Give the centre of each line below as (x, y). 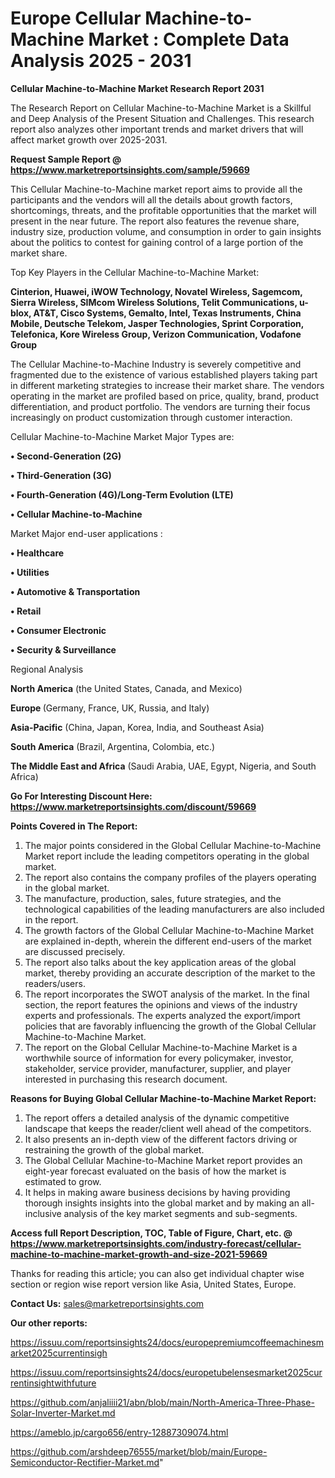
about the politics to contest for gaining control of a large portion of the (157, 242)
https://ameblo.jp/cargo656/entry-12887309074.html (119, 1432)
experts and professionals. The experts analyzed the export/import (162, 1015)
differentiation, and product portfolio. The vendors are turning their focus (160, 406)
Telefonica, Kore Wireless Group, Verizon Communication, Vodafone (156, 334)
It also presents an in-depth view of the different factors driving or (161, 1139)
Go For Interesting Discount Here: (81, 796)
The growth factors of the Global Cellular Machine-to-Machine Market (169, 930)
